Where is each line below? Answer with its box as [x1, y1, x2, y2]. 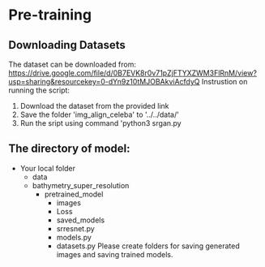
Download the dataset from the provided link [19, 101, 169, 110]
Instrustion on [201, 77, 248, 86]
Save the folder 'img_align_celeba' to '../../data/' [19, 110, 180, 119]
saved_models [56, 215, 105, 225]
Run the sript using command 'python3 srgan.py [19, 118, 182, 127]
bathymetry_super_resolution [32, 180, 130, 190]
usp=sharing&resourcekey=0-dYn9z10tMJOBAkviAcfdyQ [8, 77, 200, 86]
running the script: [8, 85, 71, 95]
